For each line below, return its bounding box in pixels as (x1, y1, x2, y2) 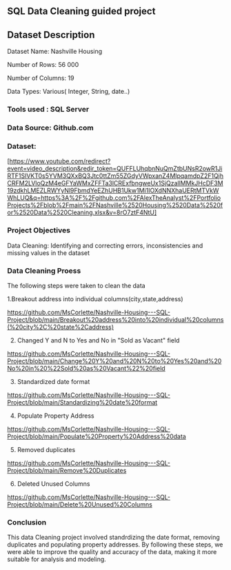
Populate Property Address (17, 411, 94, 420)
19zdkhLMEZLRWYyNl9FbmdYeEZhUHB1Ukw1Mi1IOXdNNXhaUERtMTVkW (7, 186, 219, 195)
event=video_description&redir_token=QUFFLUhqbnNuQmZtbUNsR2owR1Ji (7, 165, 223, 173)
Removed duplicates (17, 445, 76, 454)
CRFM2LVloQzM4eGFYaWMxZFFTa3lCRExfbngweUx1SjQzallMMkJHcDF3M (7, 179, 223, 187)
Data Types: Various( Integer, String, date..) (7, 88, 130, 96)
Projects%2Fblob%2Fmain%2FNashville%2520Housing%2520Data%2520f (7, 201, 223, 210)
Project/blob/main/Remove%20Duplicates (7, 466, 127, 474)
